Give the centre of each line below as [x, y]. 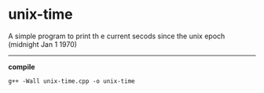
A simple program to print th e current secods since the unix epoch [117, 36]
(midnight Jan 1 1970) [42, 44]
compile [22, 66]
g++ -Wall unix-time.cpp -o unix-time [71, 81]
